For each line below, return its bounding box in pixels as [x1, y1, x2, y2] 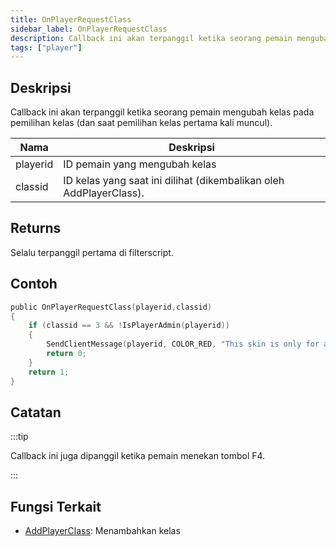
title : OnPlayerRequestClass [10, 14, 132, 25]
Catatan [10, 404, 62, 421]
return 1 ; [28, 367, 70, 377]
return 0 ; [46, 349, 87, 359]
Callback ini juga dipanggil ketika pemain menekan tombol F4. [10, 450, 266, 462]
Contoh [10, 276, 58, 293]
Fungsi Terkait [10, 498, 102, 515]
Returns [10, 220, 62, 237]
